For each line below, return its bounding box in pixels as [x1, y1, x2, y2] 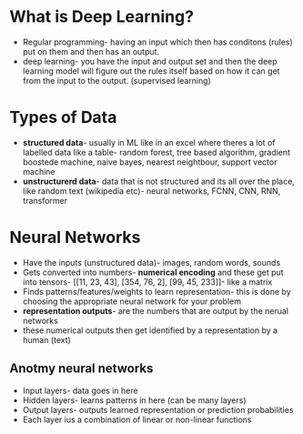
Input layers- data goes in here [22, 385, 138, 396]
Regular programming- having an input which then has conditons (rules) [22, 36, 293, 47]
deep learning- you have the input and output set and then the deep [22, 56, 278, 66]
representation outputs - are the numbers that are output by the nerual [22, 305, 289, 316]
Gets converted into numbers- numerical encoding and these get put [22, 267, 284, 278]
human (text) [22, 334, 71, 345]
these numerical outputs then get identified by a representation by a [22, 325, 278, 336]
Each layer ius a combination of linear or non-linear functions [22, 414, 252, 425]
